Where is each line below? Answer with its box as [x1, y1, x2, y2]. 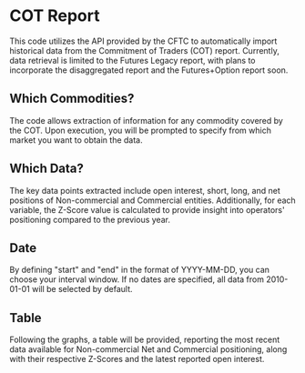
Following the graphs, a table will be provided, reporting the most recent [9, 334, 280, 346]
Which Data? [9, 161, 85, 176]
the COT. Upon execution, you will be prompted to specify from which [9, 125, 271, 136]
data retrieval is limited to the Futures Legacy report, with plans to [9, 55, 256, 66]
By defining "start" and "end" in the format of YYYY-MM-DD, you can [9, 265, 270, 276]
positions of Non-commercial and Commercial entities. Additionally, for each [9, 195, 296, 206]
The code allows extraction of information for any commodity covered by [9, 115, 284, 126]
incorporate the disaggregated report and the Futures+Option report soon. [9, 65, 289, 76]
